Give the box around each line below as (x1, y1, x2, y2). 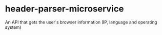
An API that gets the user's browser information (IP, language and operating (5, 19, 158, 25)
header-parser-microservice (5, 3, 124, 14)
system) (5, 24, 21, 30)
